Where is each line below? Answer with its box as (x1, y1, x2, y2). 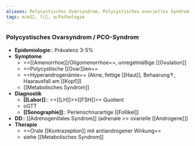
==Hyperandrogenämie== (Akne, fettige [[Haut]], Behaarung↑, (23, 71, 176, 78)
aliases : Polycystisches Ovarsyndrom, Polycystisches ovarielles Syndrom (6, 8, 190, 15)
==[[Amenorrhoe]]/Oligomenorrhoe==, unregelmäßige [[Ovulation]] (23, 59, 187, 66)
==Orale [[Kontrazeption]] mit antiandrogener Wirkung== (23, 127, 162, 134)
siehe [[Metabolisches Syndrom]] (23, 133, 104, 140)
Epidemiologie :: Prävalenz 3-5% (14, 46, 93, 53)
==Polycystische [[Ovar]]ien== (23, 65, 98, 72)
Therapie (14, 121, 37, 128)
